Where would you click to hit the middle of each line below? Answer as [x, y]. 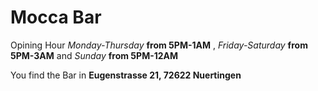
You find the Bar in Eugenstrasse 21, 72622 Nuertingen [126, 75]
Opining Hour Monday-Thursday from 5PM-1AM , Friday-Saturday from [159, 45]
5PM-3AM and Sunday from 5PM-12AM [94, 55]
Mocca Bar [56, 17]
